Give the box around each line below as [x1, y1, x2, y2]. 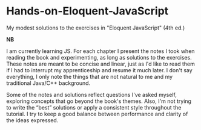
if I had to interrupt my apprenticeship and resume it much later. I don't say [6, 66, 193, 73]
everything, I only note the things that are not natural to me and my [6, 73, 173, 80]
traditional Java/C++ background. [6, 79, 91, 87]
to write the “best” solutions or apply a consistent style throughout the [6, 104, 182, 111]
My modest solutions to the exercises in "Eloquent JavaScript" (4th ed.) [6, 24, 185, 31]
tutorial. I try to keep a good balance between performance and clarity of [6, 110, 188, 117]
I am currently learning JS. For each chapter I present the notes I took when [6, 47, 195, 55]
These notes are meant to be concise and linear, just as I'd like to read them [6, 60, 196, 67]
